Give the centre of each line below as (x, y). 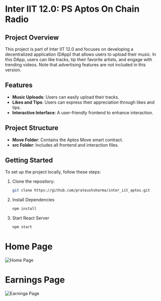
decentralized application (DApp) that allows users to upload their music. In (80, 54)
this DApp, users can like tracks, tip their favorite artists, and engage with (79, 59)
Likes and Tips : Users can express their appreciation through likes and (83, 102)
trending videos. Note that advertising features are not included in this (75, 65)
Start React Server (31, 218)
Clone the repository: (33, 181)
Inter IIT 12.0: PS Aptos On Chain (72, 9)
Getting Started (29, 161)
